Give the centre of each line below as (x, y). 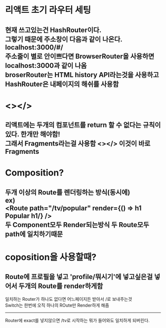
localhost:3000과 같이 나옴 (46, 66)
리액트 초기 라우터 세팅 (48, 10)
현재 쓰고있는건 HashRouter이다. (53, 30)
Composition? (35, 173)
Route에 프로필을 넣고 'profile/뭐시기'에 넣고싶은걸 (79, 277)
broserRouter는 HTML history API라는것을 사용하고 (82, 75)
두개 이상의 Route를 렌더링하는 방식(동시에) (68, 192)
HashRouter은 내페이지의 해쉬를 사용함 (62, 84)
